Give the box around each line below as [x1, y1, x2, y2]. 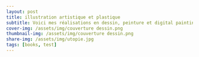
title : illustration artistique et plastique [6, 14, 120, 20]
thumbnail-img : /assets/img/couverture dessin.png [6, 31, 134, 37]
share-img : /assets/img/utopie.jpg [6, 36, 94, 42]
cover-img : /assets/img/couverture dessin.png [6, 25, 123, 31]
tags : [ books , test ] [6, 42, 57, 48]
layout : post [6, 8, 38, 15]
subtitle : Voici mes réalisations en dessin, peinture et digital [6, 20, 174, 26]
